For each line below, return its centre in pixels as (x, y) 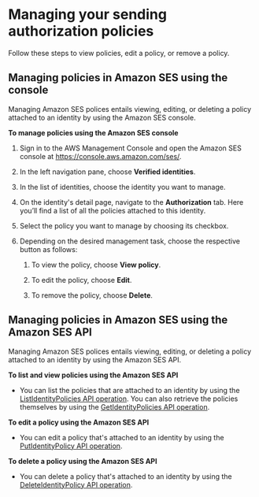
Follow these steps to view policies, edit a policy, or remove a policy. (119, 53)
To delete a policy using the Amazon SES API (83, 461)
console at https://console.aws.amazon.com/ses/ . (100, 156)
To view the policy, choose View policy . (96, 265)
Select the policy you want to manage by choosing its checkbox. (124, 225)
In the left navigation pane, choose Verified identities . (107, 172)
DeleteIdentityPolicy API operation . (76, 484)
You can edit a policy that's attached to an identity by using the (122, 437)
